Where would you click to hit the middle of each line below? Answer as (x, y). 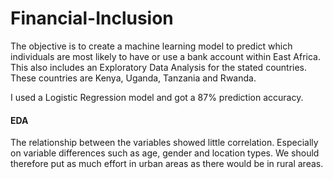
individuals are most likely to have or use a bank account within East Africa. (165, 56)
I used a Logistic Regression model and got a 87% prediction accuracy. (157, 97)
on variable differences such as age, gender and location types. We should (165, 153)
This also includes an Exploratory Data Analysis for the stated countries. (159, 67)
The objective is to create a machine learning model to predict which (151, 46)
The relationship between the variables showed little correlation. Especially (164, 143)
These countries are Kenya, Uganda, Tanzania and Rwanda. (133, 78)
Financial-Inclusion (92, 18)
